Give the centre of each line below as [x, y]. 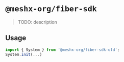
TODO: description [38, 22]
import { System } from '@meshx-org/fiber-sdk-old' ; [63, 50]
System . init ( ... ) [24, 54]
